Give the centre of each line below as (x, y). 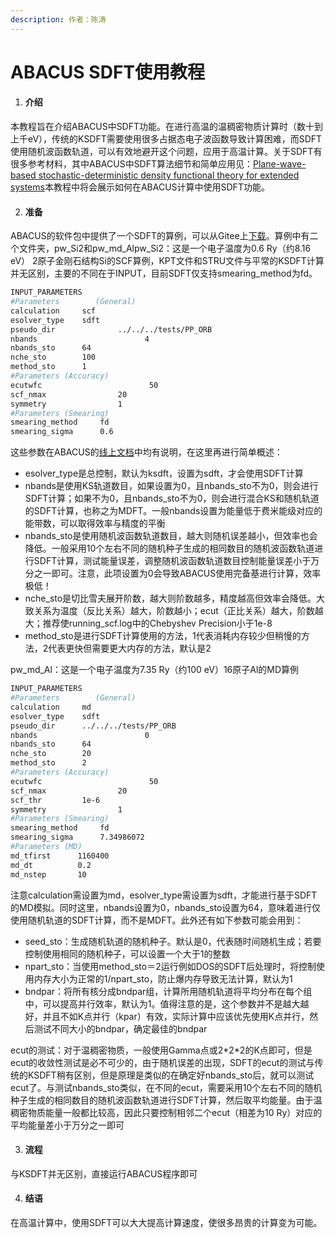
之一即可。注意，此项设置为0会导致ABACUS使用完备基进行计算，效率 (177, 573)
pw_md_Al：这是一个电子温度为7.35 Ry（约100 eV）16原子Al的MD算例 (155, 670)
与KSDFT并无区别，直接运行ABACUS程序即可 (104, 1173)
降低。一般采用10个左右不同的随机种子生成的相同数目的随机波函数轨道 (169, 548)
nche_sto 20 (51, 754)
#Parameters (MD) (46, 847)
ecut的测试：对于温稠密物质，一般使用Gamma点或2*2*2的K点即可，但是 (161, 1050)
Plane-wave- (280, 164)
